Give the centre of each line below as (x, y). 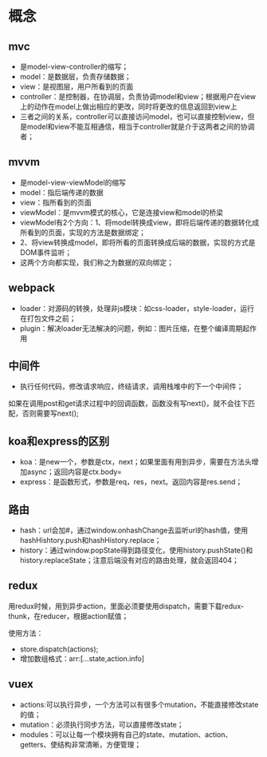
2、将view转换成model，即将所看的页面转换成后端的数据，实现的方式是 (137, 242)
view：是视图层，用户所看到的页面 (77, 86)
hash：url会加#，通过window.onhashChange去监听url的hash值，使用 (134, 530)
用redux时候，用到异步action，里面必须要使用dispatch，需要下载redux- (126, 606)
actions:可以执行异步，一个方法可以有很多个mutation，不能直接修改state (139, 704)
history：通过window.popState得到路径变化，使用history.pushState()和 (136, 550)
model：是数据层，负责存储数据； (75, 76)
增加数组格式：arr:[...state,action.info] (82, 658)
